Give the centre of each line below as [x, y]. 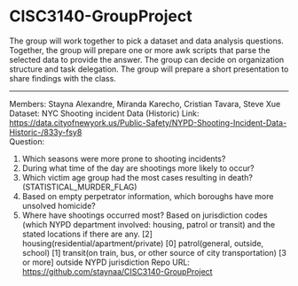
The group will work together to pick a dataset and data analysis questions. [146, 41]
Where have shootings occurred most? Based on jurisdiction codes [145, 215]
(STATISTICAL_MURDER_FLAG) [79, 187]
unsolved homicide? [59, 205]
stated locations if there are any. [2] [87, 234]
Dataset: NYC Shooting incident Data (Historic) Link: [104, 113]
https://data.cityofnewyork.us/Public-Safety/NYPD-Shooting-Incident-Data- [148, 122]
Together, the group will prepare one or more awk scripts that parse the [140, 50]
